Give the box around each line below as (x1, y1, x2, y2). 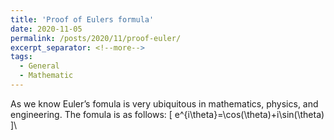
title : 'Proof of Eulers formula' (10, 14, 155, 25)
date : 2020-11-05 (10, 24, 83, 34)
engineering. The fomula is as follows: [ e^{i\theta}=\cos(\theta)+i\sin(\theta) (10, 108, 325, 120)
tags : (10, 52, 33, 62)
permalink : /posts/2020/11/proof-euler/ (10, 33, 182, 43)
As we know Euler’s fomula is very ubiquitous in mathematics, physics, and (10, 97, 319, 110)
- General (19, 61, 60, 71)
